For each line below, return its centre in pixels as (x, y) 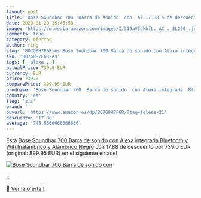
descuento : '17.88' (31, 118)
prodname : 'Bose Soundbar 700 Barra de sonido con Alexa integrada (95, 90)
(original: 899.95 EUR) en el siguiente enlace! (62, 153)
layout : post (22, 12)
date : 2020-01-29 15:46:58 (40, 23)
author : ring (22, 46)
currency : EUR (24, 73)
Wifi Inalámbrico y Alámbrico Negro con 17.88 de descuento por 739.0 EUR (99, 147)
